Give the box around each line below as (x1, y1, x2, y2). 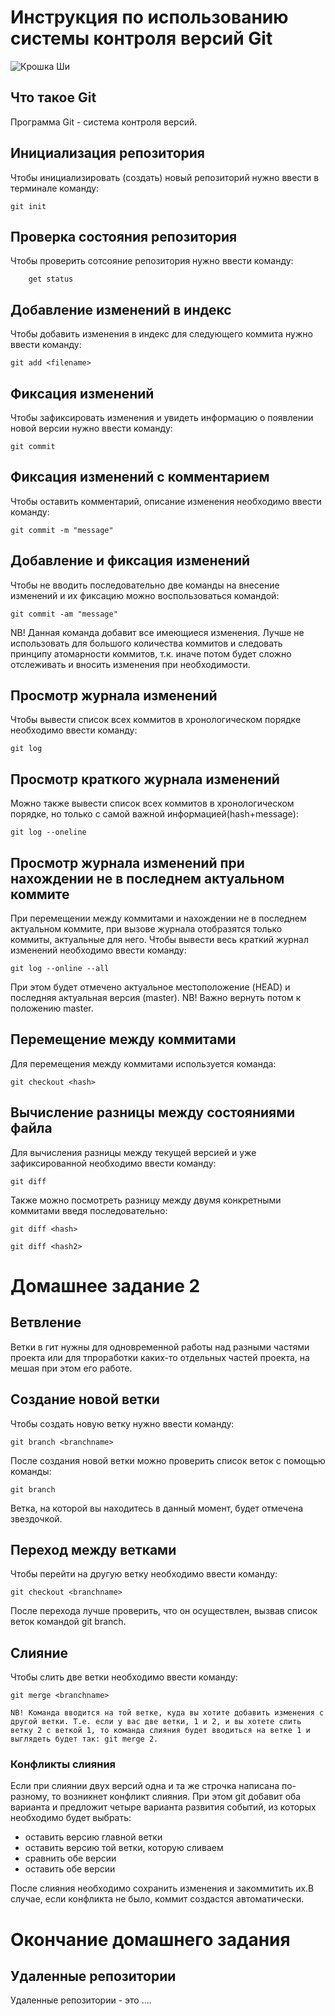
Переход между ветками (10, 1541, 177, 1558)
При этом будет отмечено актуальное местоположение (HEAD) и (10, 981, 291, 993)
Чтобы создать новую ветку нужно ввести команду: (10, 1417, 235, 1430)
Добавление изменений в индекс (10, 301, 232, 318)
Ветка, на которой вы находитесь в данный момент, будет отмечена (10, 1502, 304, 1514)
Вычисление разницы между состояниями (10, 1104, 296, 1121)
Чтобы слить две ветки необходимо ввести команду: (10, 1671, 238, 1683)
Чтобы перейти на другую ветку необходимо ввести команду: (10, 1568, 278, 1580)
